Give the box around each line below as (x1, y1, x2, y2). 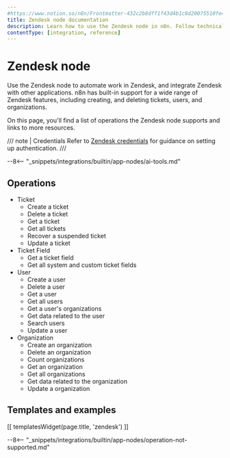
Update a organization (27, 385, 90, 392)
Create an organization (27, 341, 92, 349)
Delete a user (27, 283, 65, 291)
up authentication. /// (7, 144, 66, 153)
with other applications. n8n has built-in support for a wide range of (7, 88, 199, 97)
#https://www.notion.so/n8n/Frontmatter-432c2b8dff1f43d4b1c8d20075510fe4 (7, 10, 225, 17)
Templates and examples (7, 405, 116, 416)
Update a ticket (27, 239, 71, 247)
